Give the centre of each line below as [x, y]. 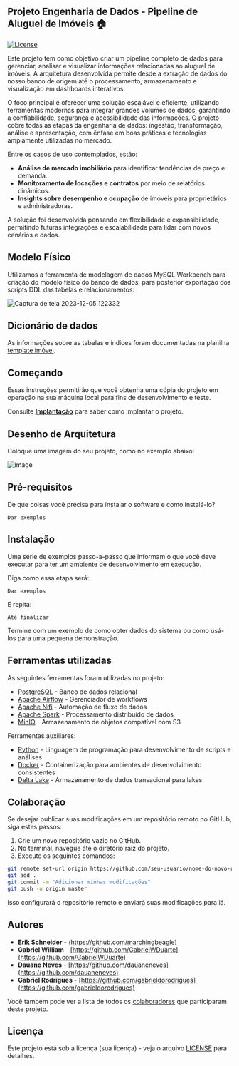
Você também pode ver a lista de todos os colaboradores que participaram [117, 1001]
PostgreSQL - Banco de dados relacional [77, 692]
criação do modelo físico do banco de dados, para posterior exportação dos [119, 282]
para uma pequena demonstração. [68, 638]
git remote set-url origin [47, 869]
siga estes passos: [34, 827]
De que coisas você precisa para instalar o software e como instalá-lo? [111, 504]
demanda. [32, 175]
